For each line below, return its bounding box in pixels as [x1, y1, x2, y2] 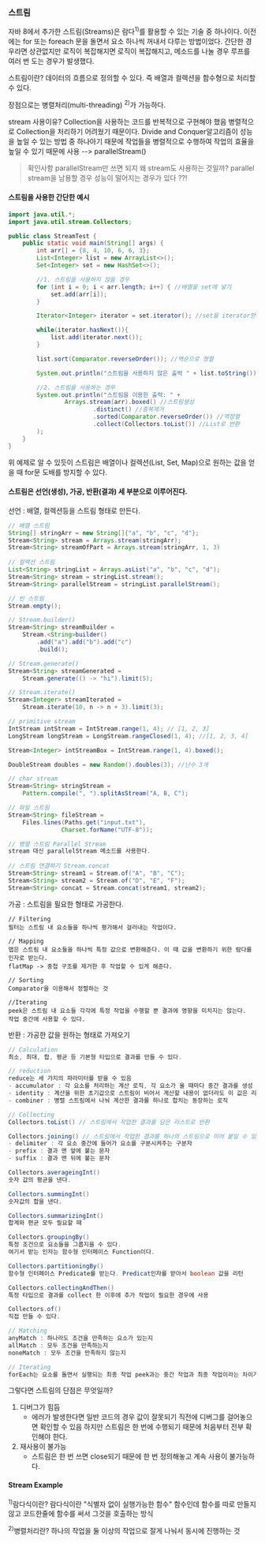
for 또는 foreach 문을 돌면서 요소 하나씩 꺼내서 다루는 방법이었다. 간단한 [22, 36, 244, 46]
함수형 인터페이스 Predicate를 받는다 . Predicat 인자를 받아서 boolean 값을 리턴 [8, 1269, 244, 1277]
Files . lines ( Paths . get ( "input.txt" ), [22, 818, 147, 826]
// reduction [8, 1067, 51, 1075]
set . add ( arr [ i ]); [50, 290, 108, 298]
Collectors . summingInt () [8, 1190, 90, 1198]
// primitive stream [8, 718, 77, 726]
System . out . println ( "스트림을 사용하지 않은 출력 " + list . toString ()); [36, 369, 260, 377]
